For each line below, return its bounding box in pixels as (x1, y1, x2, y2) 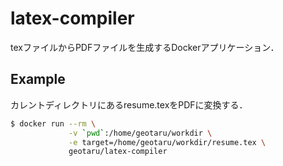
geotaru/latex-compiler (68, 147, 168, 157)
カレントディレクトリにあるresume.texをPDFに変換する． (10, 98, 248, 111)
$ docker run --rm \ (10, 118, 97, 129)
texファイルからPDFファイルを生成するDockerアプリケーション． (10, 41, 280, 53)
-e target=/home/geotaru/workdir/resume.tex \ (68, 137, 267, 147)
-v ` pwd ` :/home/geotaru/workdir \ (68, 128, 213, 138)
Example (10, 71, 66, 88)
